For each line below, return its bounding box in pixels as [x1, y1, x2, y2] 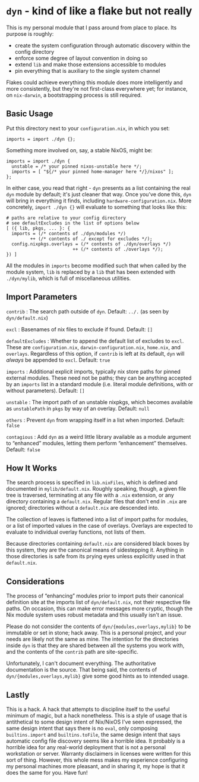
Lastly [6, 689, 30, 700]
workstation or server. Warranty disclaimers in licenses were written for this [6, 750, 191, 757]
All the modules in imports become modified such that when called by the [6, 261, 187, 269]
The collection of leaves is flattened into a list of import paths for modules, [6, 516, 188, 523]
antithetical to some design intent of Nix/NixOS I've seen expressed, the [6, 718, 182, 725]
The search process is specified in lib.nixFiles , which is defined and [6, 479, 178, 486]
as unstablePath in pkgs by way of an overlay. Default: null [6, 405, 150, 412]
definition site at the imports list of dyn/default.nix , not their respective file [6, 599, 191, 606]
